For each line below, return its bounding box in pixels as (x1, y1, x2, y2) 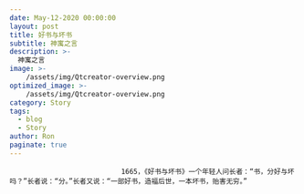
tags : (9, 107, 30, 116)
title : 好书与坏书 (9, 30, 73, 39)
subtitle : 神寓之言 (9, 38, 79, 48)
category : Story (9, 97, 71, 107)
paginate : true (9, 140, 68, 149)
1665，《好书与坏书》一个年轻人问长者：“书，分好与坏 (121, 167, 295, 176)
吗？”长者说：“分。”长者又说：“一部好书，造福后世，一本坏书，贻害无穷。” (9, 177, 248, 186)
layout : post (9, 22, 59, 31)
